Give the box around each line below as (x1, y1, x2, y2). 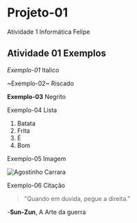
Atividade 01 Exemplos (7, 47, 106, 59)
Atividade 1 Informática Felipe (7, 28, 90, 36)
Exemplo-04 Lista (7, 105, 57, 114)
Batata (16, 119, 36, 127)
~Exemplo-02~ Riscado (7, 79, 74, 87)
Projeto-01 (7, 5, 68, 21)
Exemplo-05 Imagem (7, 154, 66, 162)
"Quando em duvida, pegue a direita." (23, 194, 131, 202)
